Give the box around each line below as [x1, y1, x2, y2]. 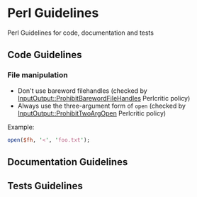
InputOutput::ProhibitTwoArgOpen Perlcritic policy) [17, 108, 167, 118]
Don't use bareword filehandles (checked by [17, 86, 147, 95]
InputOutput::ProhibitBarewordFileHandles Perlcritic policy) [17, 94, 191, 102]
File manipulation [7, 70, 69, 80]
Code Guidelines [7, 49, 83, 61]
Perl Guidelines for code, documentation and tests [7, 28, 154, 37]
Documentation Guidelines [7, 156, 128, 168]
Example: [7, 123, 35, 131]
